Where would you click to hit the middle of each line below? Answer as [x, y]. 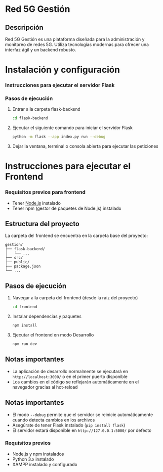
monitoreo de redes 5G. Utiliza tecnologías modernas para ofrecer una [77, 45]
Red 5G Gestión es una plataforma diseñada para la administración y [75, 39]
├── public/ [17, 262]
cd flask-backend [30, 118]
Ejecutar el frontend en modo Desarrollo [53, 335]
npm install [24, 326]
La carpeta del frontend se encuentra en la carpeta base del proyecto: [77, 236]
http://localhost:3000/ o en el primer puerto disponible [70, 377]
